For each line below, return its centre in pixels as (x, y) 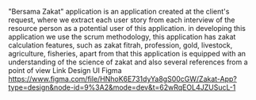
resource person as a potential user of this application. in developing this (127, 28)
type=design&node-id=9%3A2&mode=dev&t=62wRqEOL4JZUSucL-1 (122, 87)
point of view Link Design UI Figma (65, 70)
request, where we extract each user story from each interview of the (122, 20)
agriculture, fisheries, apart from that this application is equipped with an (127, 54)
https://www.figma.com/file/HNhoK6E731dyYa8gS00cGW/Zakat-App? (123, 79)
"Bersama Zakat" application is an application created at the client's (119, 12)
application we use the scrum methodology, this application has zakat (122, 37)
